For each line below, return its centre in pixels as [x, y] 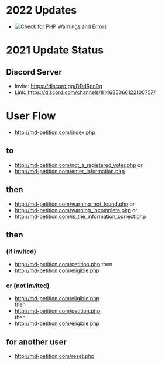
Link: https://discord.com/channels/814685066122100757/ [85, 92]
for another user [37, 342]
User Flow [31, 116]
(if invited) [21, 252]
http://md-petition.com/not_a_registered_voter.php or [78, 165]
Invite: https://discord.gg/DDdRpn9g [58, 86]
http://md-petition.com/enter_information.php [69, 171]
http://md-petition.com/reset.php [54, 356]
